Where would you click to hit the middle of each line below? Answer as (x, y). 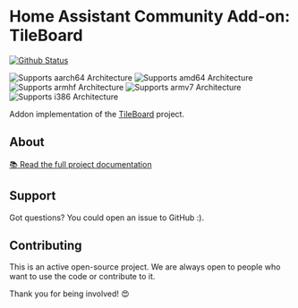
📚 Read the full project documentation (81, 164)
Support (33, 196)
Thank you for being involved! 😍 (69, 294)
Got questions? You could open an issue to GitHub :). (107, 218)
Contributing (46, 245)
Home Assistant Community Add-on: (150, 17)
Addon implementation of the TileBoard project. (97, 114)
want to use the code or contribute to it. (82, 277)
